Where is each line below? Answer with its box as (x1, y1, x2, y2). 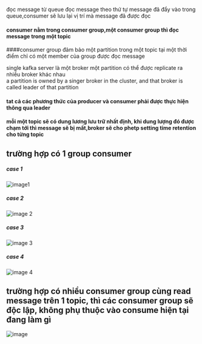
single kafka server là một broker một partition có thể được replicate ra (6, 64, 183, 72)
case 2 (6, 194, 24, 202)
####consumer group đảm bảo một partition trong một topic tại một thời (6, 46, 187, 53)
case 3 (6, 224, 24, 231)
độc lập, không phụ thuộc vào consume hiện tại (6, 305, 189, 315)
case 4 (6, 253, 24, 261)
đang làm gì (6, 315, 52, 325)
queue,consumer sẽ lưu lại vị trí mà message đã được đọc (6, 12, 151, 19)
